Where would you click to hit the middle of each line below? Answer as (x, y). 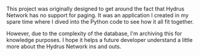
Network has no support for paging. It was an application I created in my (98, 15)
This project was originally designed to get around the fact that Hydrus (95, 9)
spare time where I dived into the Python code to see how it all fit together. (100, 22)
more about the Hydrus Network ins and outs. (64, 46)
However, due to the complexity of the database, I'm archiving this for (94, 33)
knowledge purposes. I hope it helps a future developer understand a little (99, 40)
